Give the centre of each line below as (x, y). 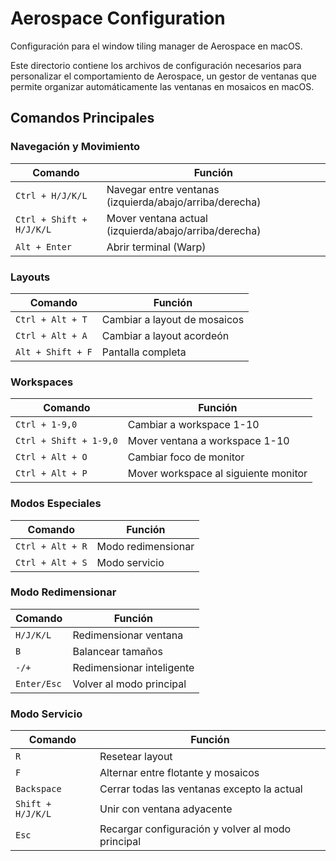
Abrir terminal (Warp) (156, 247)
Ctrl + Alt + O (51, 457)
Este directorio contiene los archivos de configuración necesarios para (156, 65)
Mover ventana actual (157, 218)
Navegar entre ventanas (163, 189)
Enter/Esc (38, 683)
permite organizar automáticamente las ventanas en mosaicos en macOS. (162, 86)
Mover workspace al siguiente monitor (217, 474)
